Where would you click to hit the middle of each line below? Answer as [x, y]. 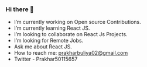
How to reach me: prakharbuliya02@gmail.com [71, 53]
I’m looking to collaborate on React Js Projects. [71, 34]
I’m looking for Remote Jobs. [49, 41]
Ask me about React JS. [43, 47]
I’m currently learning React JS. [52, 28]
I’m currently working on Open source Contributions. [77, 22]
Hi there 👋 [20, 9]
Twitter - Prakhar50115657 [46, 59]
